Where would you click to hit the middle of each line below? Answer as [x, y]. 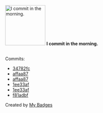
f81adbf [20, 95]
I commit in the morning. [72, 44]
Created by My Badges [29, 105]
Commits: [15, 59]
